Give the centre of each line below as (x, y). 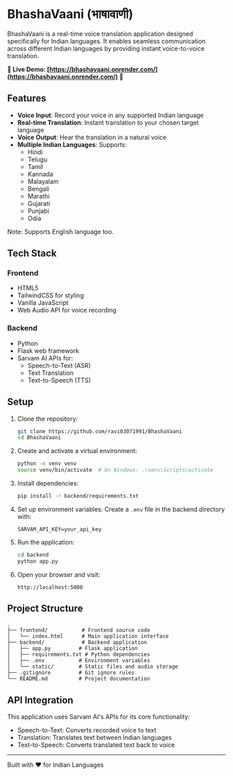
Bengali (38, 188)
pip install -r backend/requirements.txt (78, 496)
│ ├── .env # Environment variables (79, 661)
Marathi (38, 196)
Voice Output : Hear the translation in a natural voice (92, 137)
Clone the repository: (48, 418)
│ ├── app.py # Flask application (72, 649)
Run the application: (46, 542)
